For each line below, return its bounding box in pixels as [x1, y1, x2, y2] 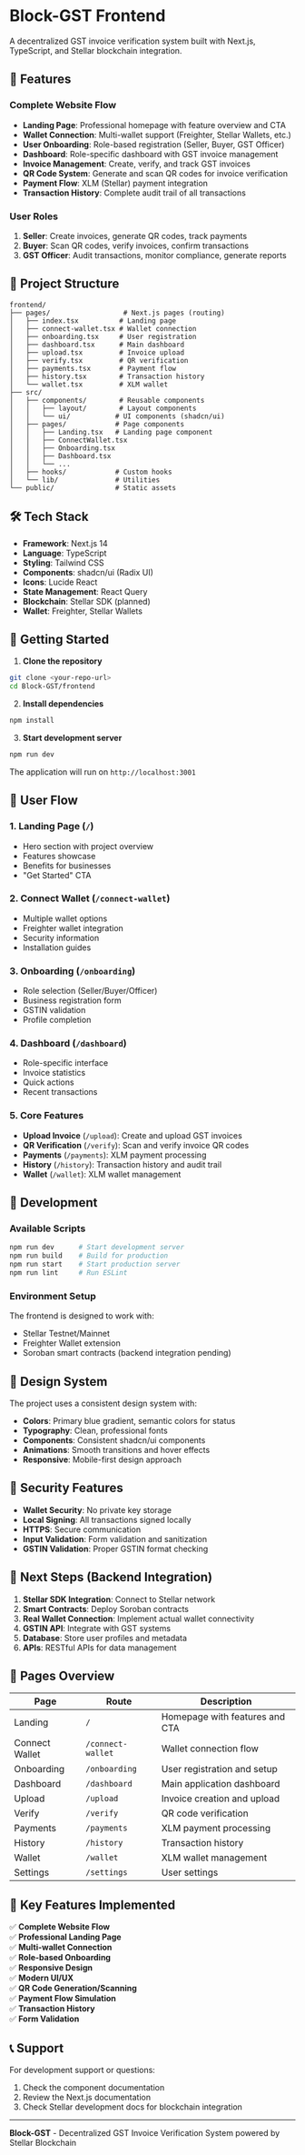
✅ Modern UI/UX [9, 1972, 74, 1983]
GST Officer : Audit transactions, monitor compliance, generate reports [22, 249, 288, 260]
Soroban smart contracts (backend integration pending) [22, 1348, 231, 1358]
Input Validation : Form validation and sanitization [22, 1533, 207, 1544]
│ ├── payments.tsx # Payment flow [9, 364, 177, 373]
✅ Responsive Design [9, 1962, 93, 1973]
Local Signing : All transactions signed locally [22, 1514, 192, 1525]
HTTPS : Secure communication [22, 1524, 142, 1535]
